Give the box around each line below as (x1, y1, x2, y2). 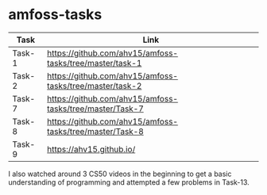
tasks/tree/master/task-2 (46, 80, 142, 91)
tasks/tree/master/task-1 (46, 57, 142, 68)
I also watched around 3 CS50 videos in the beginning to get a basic (8, 169, 232, 178)
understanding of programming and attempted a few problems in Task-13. (8, 177, 250, 187)
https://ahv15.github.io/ (46, 143, 136, 155)
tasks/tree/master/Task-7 (46, 103, 145, 114)
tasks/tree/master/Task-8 (46, 125, 145, 136)
